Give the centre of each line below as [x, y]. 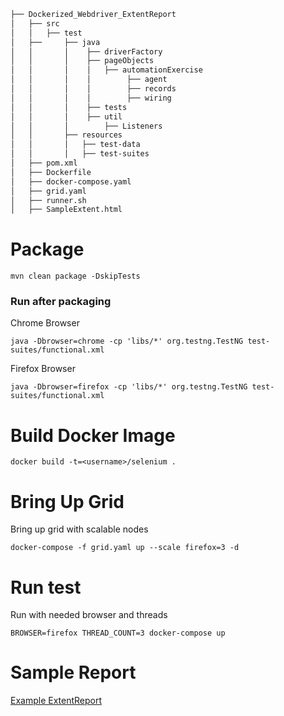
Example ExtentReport [56, 701]
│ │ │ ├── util [66, 116]
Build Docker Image [93, 435]
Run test [46, 587]
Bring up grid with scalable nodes [79, 529]
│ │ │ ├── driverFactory [86, 51]
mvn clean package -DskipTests [75, 276]
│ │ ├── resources [66, 135]
